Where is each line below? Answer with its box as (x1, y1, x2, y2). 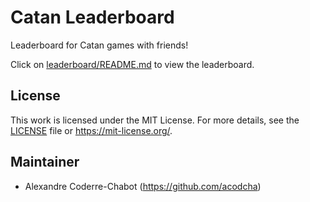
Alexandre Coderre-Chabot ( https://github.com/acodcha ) (24, 180, 262, 192)
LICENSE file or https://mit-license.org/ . (10, 124, 173, 136)
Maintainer (10, 154, 80, 171)
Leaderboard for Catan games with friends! (10, 39, 189, 51)
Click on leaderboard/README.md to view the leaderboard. (10, 58, 255, 70)
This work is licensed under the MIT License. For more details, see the (10, 114, 300, 126)
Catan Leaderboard (10, 6, 175, 29)
